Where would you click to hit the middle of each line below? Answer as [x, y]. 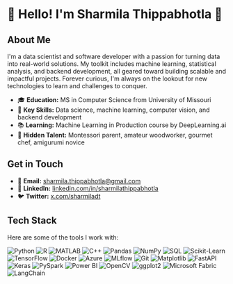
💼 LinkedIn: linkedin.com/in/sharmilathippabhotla [88, 188]
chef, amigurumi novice [51, 142]
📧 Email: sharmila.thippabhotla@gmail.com [79, 181]
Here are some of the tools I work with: [63, 237]
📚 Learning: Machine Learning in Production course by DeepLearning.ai [122, 125]
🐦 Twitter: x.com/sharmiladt [59, 196]
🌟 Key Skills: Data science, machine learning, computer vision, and [113, 110]
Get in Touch [35, 164]
